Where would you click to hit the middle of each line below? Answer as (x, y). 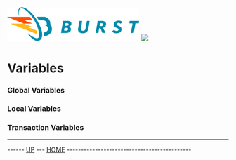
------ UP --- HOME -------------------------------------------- (99, 149)
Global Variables (36, 90)
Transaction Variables (46, 128)
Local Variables (34, 109)
